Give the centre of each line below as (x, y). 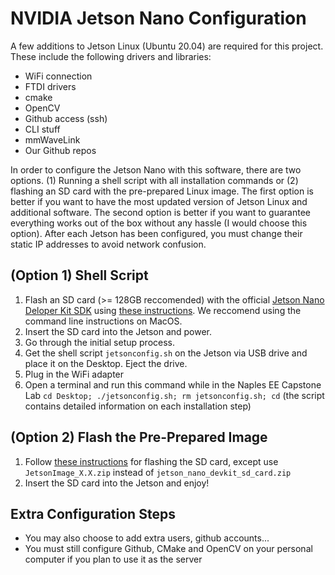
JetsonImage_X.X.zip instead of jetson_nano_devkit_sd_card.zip (158, 472)
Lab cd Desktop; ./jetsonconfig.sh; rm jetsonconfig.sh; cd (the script (174, 395)
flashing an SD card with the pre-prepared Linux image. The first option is (162, 191)
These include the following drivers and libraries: (111, 56)
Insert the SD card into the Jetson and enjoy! (117, 483)
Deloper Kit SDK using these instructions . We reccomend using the (163, 310)
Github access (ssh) (66, 118)
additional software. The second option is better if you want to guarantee (161, 212)
